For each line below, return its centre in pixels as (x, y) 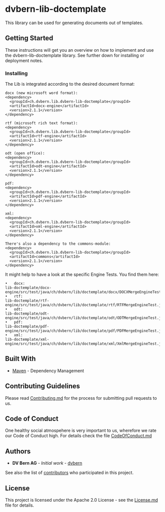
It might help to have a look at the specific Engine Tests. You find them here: (82, 275)
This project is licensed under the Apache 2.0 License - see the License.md (82, 500)
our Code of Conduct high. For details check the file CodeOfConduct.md (79, 436)
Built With (20, 359)
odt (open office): (25, 154)
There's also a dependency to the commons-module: (58, 244)
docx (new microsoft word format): (41, 93)
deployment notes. (24, 61)
